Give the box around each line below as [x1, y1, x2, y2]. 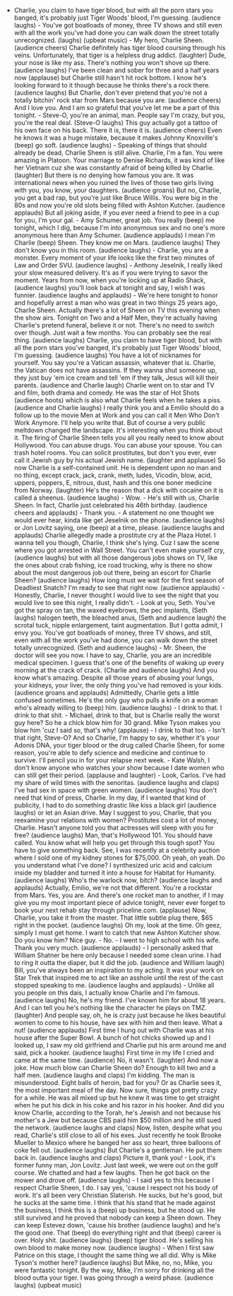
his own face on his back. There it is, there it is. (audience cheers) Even [13, 126, 222, 134]
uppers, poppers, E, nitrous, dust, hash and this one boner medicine [13, 479, 212, 486]
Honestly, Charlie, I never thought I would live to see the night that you [13, 591, 219, 599]
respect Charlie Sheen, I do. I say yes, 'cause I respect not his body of [13, 1184, 218, 1192]
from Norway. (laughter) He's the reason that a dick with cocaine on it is [13, 486, 224, 494]
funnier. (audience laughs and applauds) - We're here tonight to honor [13, 291, 218, 299]
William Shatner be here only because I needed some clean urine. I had [13, 951, 222, 959]
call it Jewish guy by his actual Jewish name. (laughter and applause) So [13, 456, 226, 464]
